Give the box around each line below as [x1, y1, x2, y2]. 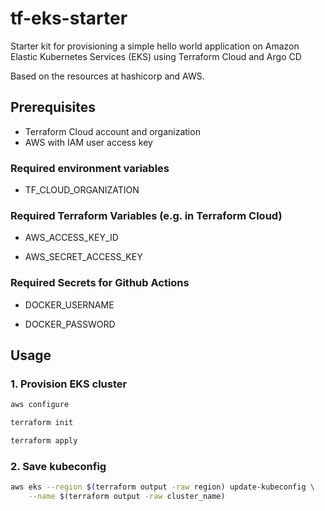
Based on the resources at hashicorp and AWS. [10, 70, 205, 82]
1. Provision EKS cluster [10, 377, 128, 391]
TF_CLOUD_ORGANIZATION [24, 184, 140, 196]
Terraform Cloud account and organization [24, 125, 201, 137]
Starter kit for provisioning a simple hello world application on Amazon [10, 40, 300, 52]
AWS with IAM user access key [24, 136, 153, 148]
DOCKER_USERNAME [24, 298, 115, 311]
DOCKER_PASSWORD [24, 318, 116, 330]
